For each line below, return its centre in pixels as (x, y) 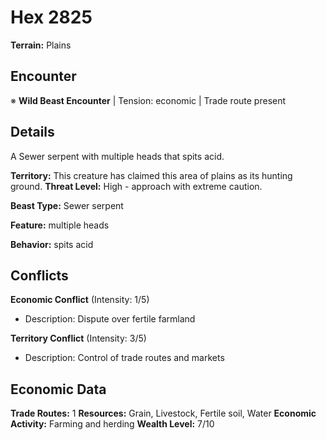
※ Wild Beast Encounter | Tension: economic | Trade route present (148, 100)
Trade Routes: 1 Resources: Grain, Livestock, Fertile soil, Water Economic (163, 413)
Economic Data (58, 389)
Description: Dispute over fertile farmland (110, 319)
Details (32, 132)
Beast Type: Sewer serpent (67, 205)
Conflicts (39, 275)
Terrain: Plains (41, 45)
